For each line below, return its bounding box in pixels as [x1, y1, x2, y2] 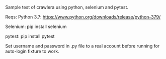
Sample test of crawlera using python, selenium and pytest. [5, 4, 128, 10]
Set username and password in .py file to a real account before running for [5, 43, 160, 49]
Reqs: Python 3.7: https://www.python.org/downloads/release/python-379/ [5, 14, 161, 19]
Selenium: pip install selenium [5, 23, 67, 29]
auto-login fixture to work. [5, 48, 59, 54]
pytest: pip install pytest [5, 33, 55, 39]
